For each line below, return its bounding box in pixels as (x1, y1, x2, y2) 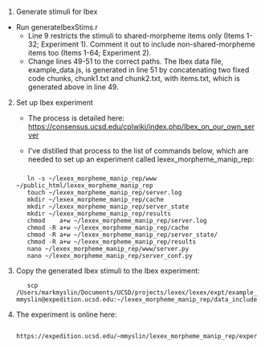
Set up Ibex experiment (15, 98, 94, 107)
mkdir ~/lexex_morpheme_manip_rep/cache (26, 195, 165, 203)
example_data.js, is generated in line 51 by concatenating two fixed (27, 65, 250, 75)
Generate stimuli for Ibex (15, 7, 98, 16)
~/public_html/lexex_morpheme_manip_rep (15, 181, 153, 190)
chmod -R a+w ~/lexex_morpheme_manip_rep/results (26, 237, 197, 246)
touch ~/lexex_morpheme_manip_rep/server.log (26, 188, 182, 196)
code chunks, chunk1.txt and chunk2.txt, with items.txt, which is (27, 74, 241, 83)
